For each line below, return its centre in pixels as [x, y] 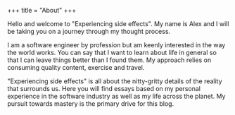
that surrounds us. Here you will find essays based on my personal [104, 89]
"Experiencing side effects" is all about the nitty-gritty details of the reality [115, 81]
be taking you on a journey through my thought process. [89, 31]
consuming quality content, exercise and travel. [76, 67]
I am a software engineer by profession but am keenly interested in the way [116, 45]
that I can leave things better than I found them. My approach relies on [109, 60]
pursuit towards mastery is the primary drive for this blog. [91, 104]
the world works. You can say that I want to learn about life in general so [112, 53]
